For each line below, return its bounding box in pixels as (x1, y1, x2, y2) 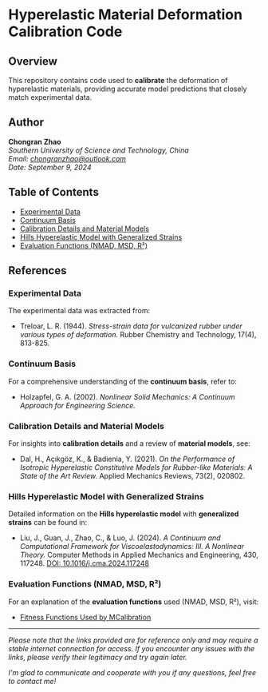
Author (8, 116, 44, 129)
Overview (8, 54, 58, 68)
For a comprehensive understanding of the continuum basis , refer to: (8, 376, 238, 386)
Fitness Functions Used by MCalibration (19, 612, 152, 622)
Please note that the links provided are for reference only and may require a (8, 635, 258, 645)
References (8, 264, 67, 277)
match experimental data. (8, 93, 93, 101)
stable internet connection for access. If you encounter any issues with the (8, 643, 255, 653)
